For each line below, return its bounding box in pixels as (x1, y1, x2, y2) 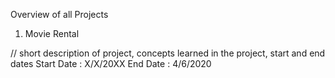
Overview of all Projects (10, 9, 109, 20)
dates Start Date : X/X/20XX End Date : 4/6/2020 (10, 58, 212, 69)
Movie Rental (24, 28, 80, 39)
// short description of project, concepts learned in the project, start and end (10, 47, 326, 59)
